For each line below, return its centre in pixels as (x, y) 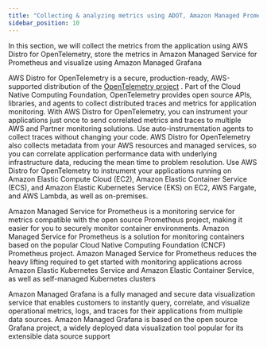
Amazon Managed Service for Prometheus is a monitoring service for (122, 211)
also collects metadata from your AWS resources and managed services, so (132, 145)
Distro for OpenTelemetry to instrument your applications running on (120, 171)
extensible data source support (59, 336)
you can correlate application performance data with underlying (112, 153)
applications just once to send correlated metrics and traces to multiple (125, 120)
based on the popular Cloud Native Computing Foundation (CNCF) (117, 245)
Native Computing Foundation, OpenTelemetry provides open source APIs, (130, 94)
